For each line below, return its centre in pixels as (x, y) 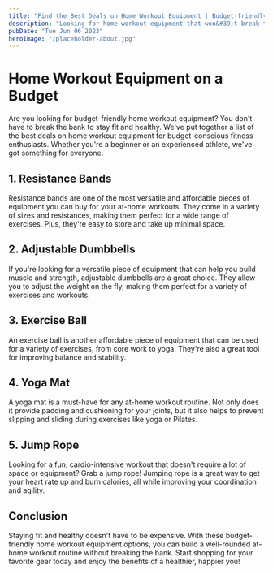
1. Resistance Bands (60, 178)
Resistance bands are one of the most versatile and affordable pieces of (129, 198)
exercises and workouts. (50, 295)
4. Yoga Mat (39, 383)
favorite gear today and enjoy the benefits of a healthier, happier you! (125, 562)
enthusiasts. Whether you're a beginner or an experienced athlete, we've (130, 145)
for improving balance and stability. (67, 357)
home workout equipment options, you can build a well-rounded (143, 544)
